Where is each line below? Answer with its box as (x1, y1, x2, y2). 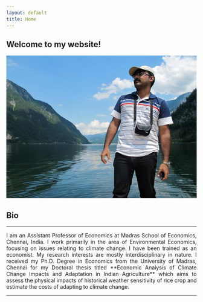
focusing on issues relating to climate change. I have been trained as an (6, 245, 197, 252)
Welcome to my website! (6, 39, 101, 50)
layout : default (6, 10, 47, 16)
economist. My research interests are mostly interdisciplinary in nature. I (6, 251, 197, 259)
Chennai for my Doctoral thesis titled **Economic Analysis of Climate (6, 264, 197, 271)
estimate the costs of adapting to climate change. (6, 283, 130, 291)
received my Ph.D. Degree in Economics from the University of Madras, (6, 257, 197, 265)
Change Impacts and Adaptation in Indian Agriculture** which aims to (6, 271, 197, 278)
